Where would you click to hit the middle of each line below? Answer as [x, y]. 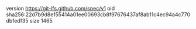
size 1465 [41, 21]
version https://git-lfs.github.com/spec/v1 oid [61, 8]
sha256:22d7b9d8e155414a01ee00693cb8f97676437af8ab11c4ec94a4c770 [98, 14]
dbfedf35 [17, 21]
